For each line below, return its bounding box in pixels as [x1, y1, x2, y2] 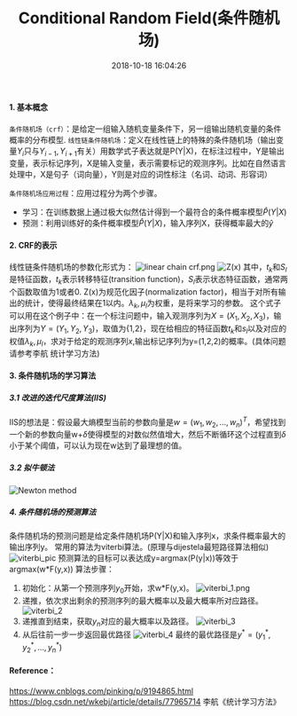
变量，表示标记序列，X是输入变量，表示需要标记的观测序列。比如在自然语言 [9, 158, 286, 169]
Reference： [9, 665, 56, 676]
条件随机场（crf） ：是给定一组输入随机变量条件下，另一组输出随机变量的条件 [9, 123, 282, 134]
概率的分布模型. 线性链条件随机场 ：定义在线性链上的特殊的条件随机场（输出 [9, 134, 277, 145]
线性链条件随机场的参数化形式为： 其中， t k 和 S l [9, 261, 287, 274]
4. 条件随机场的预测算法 [9, 507, 97, 517]
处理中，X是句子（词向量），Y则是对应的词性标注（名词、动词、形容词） [9, 169, 273, 180]
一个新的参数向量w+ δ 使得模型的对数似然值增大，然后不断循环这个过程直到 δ [9, 429, 286, 440]
